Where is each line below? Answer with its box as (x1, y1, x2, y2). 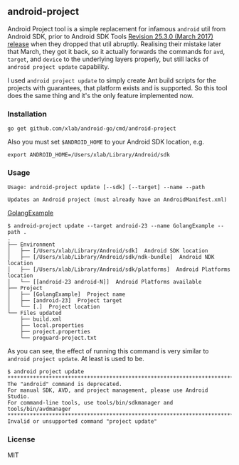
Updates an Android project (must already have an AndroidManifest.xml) (7, 196, 228, 203)
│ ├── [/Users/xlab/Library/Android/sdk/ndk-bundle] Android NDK (7, 254, 215, 261)
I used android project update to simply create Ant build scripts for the (7, 76, 217, 85)
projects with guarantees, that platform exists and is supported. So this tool (7, 83, 228, 92)
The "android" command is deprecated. (7, 380, 122, 388)
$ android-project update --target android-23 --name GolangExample (7, 223, 215, 230)
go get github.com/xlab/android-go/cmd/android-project (7, 125, 176, 132)
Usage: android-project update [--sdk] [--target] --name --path (7, 184, 205, 191)
